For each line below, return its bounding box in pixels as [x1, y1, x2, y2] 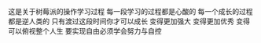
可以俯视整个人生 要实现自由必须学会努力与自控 [8, 27, 162, 35]
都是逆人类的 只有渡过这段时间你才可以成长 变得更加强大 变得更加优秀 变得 [8, 16, 250, 26]
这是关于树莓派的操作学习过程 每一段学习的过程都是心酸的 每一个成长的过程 [8, 7, 253, 16]
